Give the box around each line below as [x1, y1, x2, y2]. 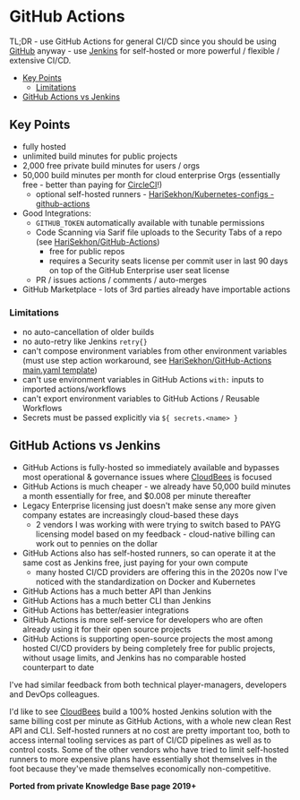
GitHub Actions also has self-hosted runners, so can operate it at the [21, 547, 276, 558]
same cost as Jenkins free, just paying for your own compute [21, 557, 249, 568]
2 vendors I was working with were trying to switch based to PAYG [35, 519, 281, 529]
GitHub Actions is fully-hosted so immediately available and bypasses [21, 461, 280, 472]
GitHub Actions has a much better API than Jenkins [21, 585, 212, 597]
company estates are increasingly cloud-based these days [21, 509, 239, 520]
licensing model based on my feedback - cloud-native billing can [35, 529, 276, 539]
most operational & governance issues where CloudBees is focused [21, 471, 272, 482]
